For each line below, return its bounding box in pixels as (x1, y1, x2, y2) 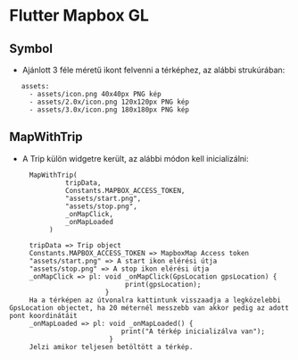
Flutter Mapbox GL (9, 5, 150, 26)
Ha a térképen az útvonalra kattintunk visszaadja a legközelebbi (29, 296, 281, 305)
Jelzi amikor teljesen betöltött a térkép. (29, 342, 194, 351)
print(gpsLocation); (124, 280, 202, 289)
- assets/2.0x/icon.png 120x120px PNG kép (29, 97, 190, 106)
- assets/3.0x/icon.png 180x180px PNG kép (29, 105, 190, 114)
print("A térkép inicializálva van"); (120, 327, 266, 336)
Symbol (9, 41, 54, 56)
